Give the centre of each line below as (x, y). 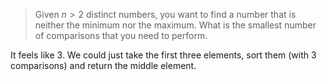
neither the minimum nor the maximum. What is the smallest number (175, 25)
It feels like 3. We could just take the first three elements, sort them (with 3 (163, 55)
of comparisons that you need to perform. (121, 35)
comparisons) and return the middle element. (103, 65)
